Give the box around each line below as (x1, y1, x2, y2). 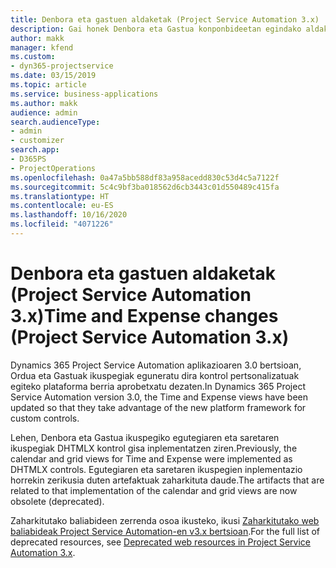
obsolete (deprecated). (10, 495, 105, 507)
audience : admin (10, 107, 78, 118)
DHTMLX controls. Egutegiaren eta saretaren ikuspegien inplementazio (10, 463, 303, 475)
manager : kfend (10, 42, 74, 53)
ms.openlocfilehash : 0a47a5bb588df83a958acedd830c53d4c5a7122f (10, 172, 280, 183)
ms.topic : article (10, 80, 87, 90)
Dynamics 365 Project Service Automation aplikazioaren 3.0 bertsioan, (10, 359, 302, 371)
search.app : (10, 145, 60, 155)
